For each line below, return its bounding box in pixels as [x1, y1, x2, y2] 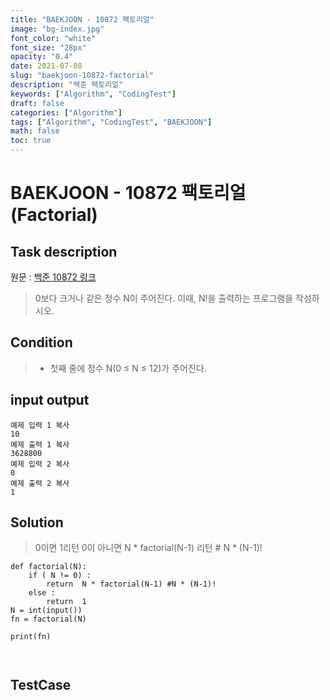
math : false [10, 126, 60, 136]
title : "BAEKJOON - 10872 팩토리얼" [10, 14, 155, 25]
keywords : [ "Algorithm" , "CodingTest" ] [10, 89, 177, 99]
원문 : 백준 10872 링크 [10, 271, 97, 283]
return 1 [46, 597, 87, 607]
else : [28, 588, 56, 598]
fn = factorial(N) [10, 614, 87, 625]
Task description [10, 243, 118, 260]
